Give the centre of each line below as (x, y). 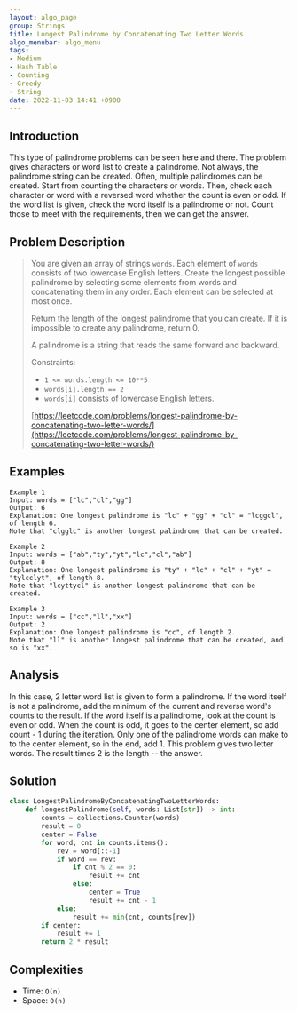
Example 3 (27, 609)
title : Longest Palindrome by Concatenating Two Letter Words (126, 34)
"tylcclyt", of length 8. (57, 578)
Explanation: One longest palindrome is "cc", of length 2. (123, 632)
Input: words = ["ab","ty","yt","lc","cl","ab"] (101, 554)
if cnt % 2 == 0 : (105, 867)
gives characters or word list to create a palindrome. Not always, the (134, 167)
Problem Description (67, 242)
